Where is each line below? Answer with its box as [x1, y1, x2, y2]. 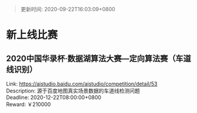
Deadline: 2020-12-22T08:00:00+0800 [6, 94, 102, 101]
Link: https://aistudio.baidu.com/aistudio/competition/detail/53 [6, 80, 158, 87]
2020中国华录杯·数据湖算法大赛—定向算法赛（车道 [6, 53, 191, 63]
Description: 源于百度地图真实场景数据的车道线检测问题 [6, 87, 140, 94]
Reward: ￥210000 [6, 101, 51, 108]
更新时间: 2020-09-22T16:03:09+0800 [20, 6, 116, 12]
